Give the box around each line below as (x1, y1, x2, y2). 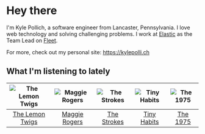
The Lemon (12, 110, 46, 118)
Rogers (62, 117, 84, 125)
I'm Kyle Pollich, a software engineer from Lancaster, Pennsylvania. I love (6, 24, 190, 31)
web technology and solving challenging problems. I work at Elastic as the (6, 30, 193, 37)
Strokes (101, 117, 124, 125)
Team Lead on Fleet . (6, 37, 58, 44)
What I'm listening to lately (6, 66, 110, 77)
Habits (140, 117, 159, 125)
